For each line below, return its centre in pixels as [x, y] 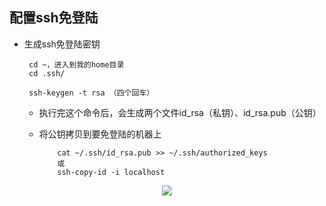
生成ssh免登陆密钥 [62, 44]
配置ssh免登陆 [54, 18]
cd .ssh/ [47, 73]
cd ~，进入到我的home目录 [76, 64]
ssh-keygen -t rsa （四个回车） [91, 93]
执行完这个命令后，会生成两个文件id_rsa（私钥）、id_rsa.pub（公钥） [180, 112]
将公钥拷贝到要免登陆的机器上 [100, 134]
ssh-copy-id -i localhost [111, 172]
